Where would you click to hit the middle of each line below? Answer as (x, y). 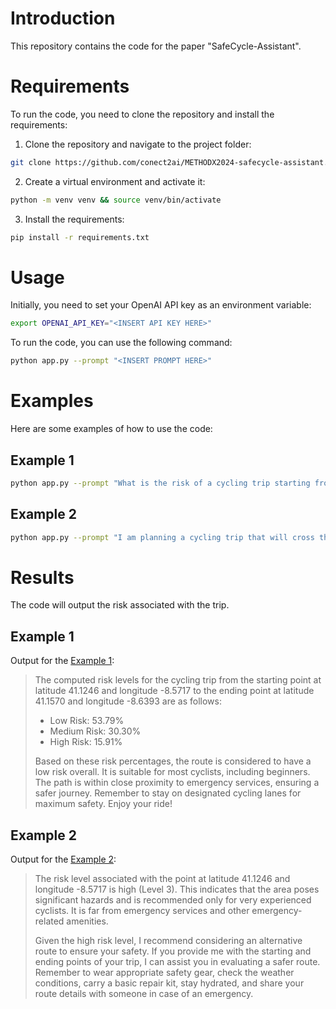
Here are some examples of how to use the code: (111, 429)
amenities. (87, 921)
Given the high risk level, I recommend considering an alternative (168, 941)
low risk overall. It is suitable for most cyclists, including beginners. (172, 772)
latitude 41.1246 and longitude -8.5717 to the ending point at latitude (174, 691)
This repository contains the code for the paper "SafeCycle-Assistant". (156, 46)
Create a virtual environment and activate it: (115, 181)
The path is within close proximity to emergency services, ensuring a (177, 783)
